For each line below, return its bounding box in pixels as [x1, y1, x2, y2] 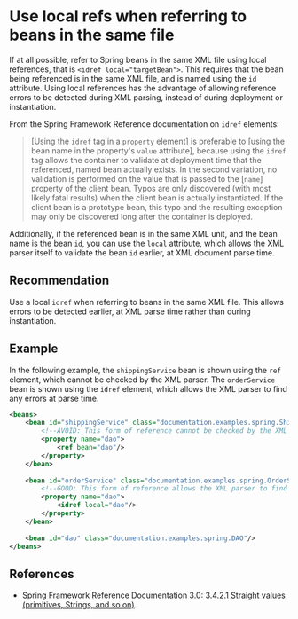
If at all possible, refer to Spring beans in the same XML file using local [9, 54, 267, 65]
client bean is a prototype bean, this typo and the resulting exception [30, 201, 283, 212]
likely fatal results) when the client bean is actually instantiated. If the [30, 192, 284, 203]
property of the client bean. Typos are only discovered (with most [30, 183, 271, 193]
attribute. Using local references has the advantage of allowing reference [9, 82, 277, 93]
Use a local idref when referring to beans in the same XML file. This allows [9, 296, 284, 307]
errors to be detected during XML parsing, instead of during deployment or [9, 91, 284, 103]
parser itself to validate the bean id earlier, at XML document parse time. [9, 247, 275, 258]
